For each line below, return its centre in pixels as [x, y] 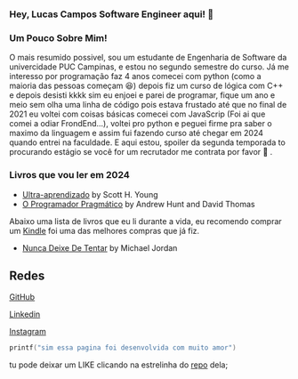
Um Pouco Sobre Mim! [59, 37]
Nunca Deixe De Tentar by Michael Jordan [100, 247]
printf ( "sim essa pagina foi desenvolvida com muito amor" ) [123, 348]
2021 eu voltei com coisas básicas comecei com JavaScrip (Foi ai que [137, 114]
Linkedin [25, 314]
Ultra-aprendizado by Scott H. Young [90, 194]
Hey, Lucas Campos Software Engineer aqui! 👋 [112, 14]
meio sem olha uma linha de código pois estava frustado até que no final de [148, 105]
